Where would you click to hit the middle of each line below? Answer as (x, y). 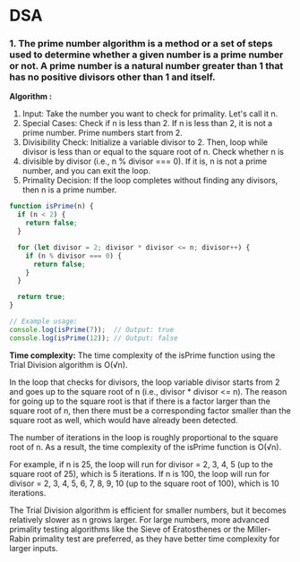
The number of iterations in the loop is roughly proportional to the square (144, 437)
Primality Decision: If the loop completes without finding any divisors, (150, 181)
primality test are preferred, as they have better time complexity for (156, 539)
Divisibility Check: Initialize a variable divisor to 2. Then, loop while (145, 142)
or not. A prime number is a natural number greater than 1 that (146, 66)
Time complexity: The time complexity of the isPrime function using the (142, 355)
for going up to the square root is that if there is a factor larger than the (140, 401)
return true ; (42, 297)
